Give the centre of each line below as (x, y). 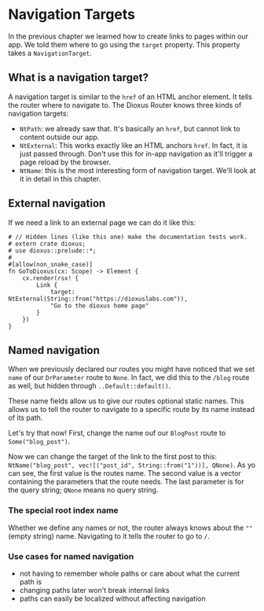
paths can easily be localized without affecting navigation (112, 598)
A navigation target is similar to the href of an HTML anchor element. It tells (130, 97)
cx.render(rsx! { (51, 278)
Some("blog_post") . (39, 441)
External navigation (57, 203)
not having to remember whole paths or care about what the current (130, 573)
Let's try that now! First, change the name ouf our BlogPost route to (117, 433)
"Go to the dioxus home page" (99, 305)
